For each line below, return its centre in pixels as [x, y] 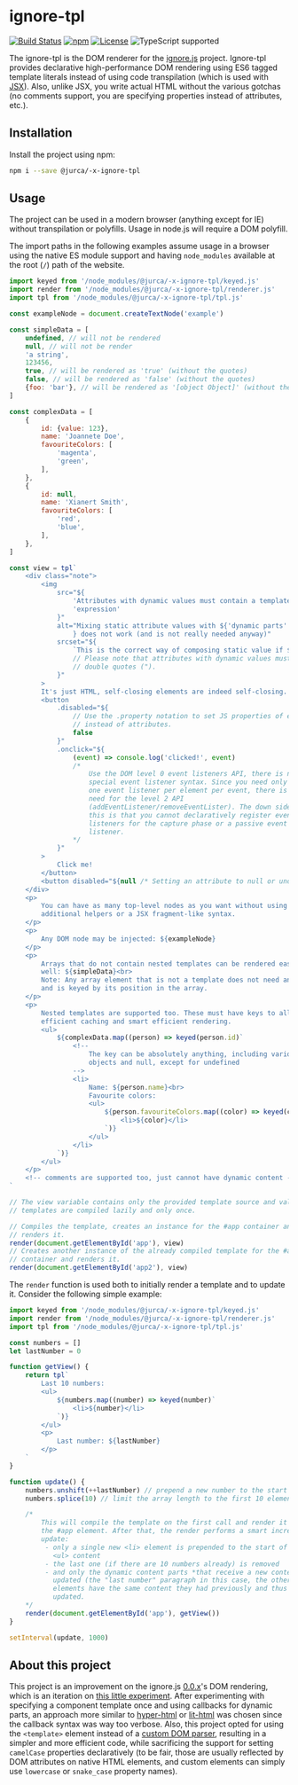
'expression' [97, 609]
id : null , [59, 494]
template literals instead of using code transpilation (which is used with [139, 76]
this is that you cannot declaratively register [180, 815]
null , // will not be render [79, 346]
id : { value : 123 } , [75, 428]
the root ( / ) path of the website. [67, 265]
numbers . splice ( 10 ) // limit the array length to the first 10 [145, 1499]
